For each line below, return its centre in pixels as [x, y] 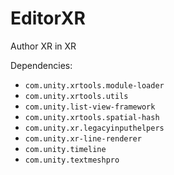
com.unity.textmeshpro [72, 160]
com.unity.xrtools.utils [76, 96]
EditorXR [48, 18]
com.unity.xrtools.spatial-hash [92, 117]
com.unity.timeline [65, 149]
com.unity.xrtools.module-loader [94, 85]
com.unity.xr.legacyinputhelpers [94, 128]
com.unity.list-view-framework [90, 107]
